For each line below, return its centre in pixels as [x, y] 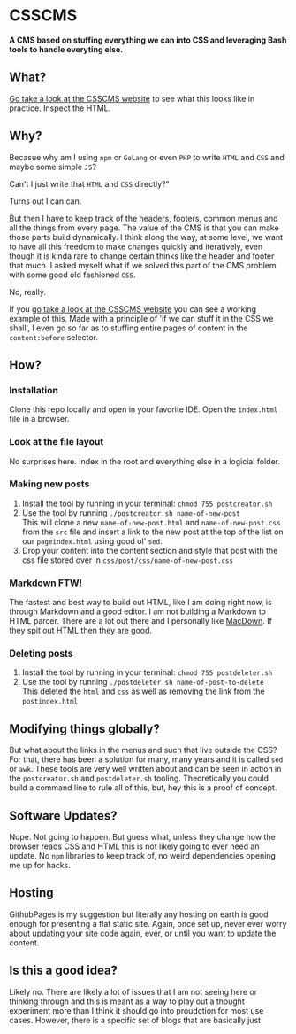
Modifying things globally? [85, 729]
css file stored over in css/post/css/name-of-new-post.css [128, 560]
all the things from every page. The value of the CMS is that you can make [144, 228]
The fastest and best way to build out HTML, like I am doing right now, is [140, 603]
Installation [34, 390]
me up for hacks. [40, 866]
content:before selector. [54, 337]
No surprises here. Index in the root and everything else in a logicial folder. [145, 461]
